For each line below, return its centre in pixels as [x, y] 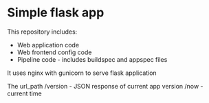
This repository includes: [42, 32]
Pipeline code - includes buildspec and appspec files [92, 59]
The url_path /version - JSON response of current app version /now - [106, 86]
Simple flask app [56, 13]
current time [25, 93]
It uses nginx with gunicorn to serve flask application [82, 73]
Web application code [48, 45]
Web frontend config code [54, 52]
